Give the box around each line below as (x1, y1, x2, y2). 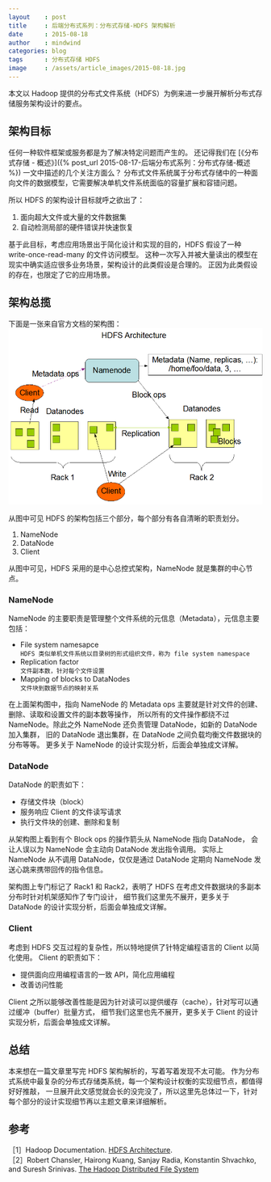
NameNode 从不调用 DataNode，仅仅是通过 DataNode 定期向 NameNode (8, 855, 252, 864)
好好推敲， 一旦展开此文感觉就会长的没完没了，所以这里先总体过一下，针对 (8, 1086, 258, 1095)
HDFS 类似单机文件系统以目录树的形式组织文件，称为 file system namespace (19, 650, 250, 658)
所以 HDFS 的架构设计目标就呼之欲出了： (8, 195, 145, 205)
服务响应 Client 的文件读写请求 (19, 807, 122, 817)
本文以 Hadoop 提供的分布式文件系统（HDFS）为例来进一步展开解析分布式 (8, 88, 256, 98)
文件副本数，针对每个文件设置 (19, 667, 105, 675)
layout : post (8, 13, 67, 21)
